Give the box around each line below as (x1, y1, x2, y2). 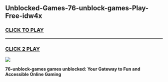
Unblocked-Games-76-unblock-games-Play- (5, 4, 149, 12)
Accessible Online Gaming (5, 71, 61, 77)
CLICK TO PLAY (5, 27, 44, 34)
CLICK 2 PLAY (5, 45, 40, 52)
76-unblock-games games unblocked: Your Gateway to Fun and (5, 66, 140, 72)
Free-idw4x (5, 12, 42, 20)
